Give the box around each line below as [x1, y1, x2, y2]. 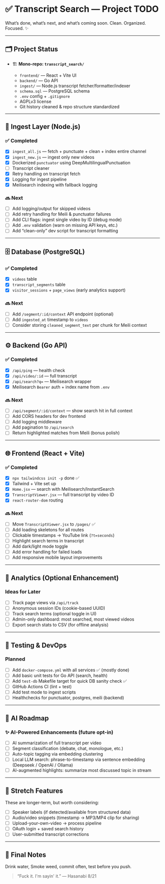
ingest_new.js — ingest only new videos [12, 154, 95, 160]
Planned [5, 656, 26, 663]
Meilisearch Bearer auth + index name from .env [12, 384, 110, 390]
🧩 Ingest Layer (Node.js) [5, 123, 81, 131]
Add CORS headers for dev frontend [12, 413, 86, 419]
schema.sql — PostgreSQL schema [19, 88, 90, 94]
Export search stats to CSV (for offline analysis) [12, 622, 109, 628]
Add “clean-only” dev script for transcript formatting [12, 228, 118, 234]
